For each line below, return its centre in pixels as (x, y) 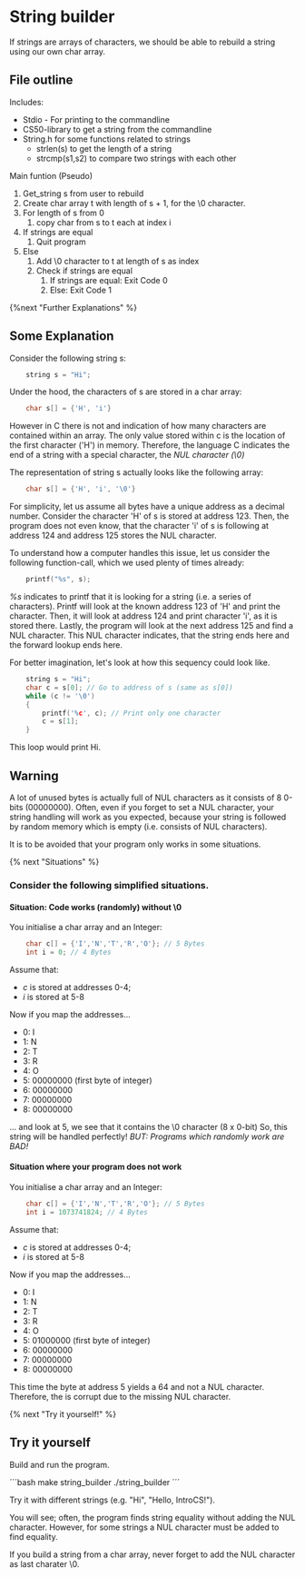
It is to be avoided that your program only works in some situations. (135, 844)
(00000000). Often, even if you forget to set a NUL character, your (150, 807)
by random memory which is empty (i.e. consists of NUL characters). (138, 827)
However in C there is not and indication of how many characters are (138, 426)
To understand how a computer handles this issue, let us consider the (140, 553)
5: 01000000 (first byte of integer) (87, 1340)
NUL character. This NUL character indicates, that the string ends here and (149, 635)
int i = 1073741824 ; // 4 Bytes (87, 1212)
